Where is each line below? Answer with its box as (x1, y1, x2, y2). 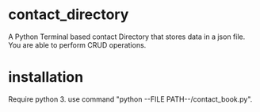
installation (8, 68, 84, 87)
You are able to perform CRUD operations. (8, 40, 147, 49)
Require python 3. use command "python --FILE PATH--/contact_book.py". (8, 94, 253, 104)
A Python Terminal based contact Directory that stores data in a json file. (8, 32, 246, 41)
